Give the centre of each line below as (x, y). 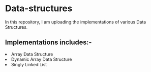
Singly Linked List (29, 64)
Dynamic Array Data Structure (42, 59)
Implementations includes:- (48, 43)
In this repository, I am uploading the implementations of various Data (75, 22)
